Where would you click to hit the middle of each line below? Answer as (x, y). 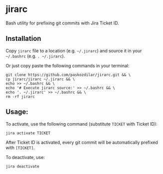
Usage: (17, 112)
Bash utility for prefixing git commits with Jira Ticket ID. (62, 23)
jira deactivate (22, 166)
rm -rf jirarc (20, 96)
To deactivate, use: (25, 157)
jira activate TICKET (28, 133)
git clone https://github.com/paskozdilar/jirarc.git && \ (68, 75)
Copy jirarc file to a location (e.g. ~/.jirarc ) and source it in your (74, 50)
